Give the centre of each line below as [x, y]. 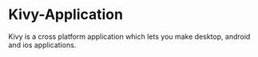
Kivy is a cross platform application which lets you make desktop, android [129, 36]
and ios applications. [42, 44]
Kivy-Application [66, 15]
